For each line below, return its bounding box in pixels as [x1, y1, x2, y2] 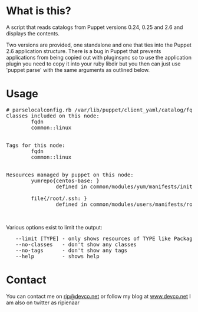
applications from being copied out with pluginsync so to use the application [6, 54, 192, 61]
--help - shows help [15, 252, 100, 260]
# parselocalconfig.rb [6, 106, 72, 113]
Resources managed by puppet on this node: [6, 171, 134, 178]
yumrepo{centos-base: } [31, 177, 100, 184]
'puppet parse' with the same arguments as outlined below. [6, 66, 150, 73]
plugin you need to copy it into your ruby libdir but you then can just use [6, 60, 181, 67]
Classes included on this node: [6, 112, 100, 119]
